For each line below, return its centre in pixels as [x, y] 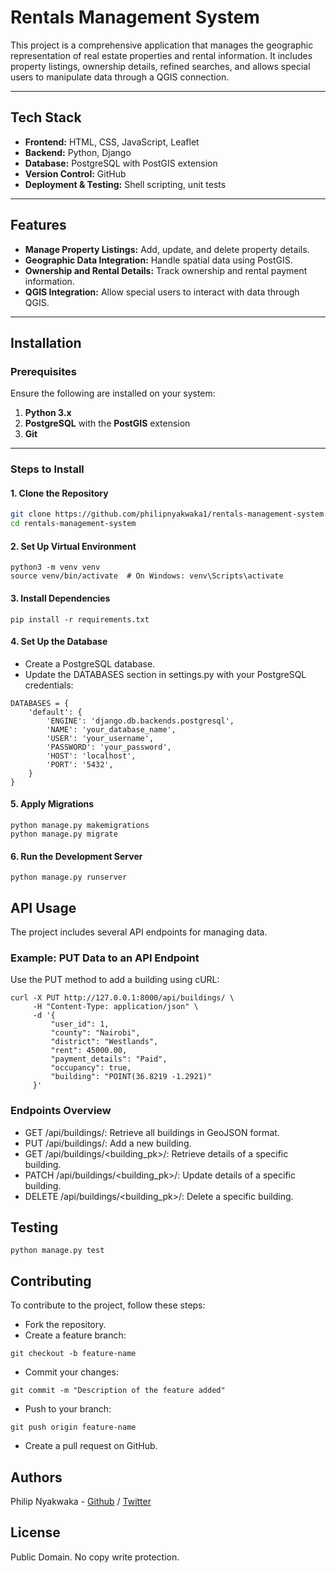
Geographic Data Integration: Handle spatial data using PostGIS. [158, 260]
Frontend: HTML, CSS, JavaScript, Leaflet [112, 142]
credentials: [49, 685]
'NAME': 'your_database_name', [111, 729]
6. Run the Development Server [76, 856]
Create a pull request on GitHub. [91, 1446]
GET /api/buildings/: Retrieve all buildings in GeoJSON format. [152, 1132]
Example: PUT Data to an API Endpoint [105, 958]
